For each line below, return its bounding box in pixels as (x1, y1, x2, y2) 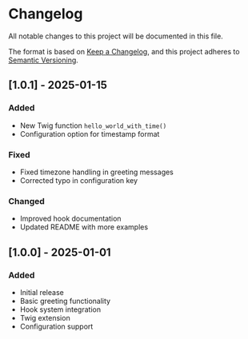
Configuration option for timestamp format (19, 129, 160, 138)
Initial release (19, 287, 64, 297)
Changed (8, 195, 46, 206)
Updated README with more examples (19, 222, 149, 232)
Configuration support (19, 321, 94, 331)
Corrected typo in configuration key (19, 175, 138, 185)
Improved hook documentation (19, 213, 122, 224)
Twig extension (19, 313, 70, 322)
